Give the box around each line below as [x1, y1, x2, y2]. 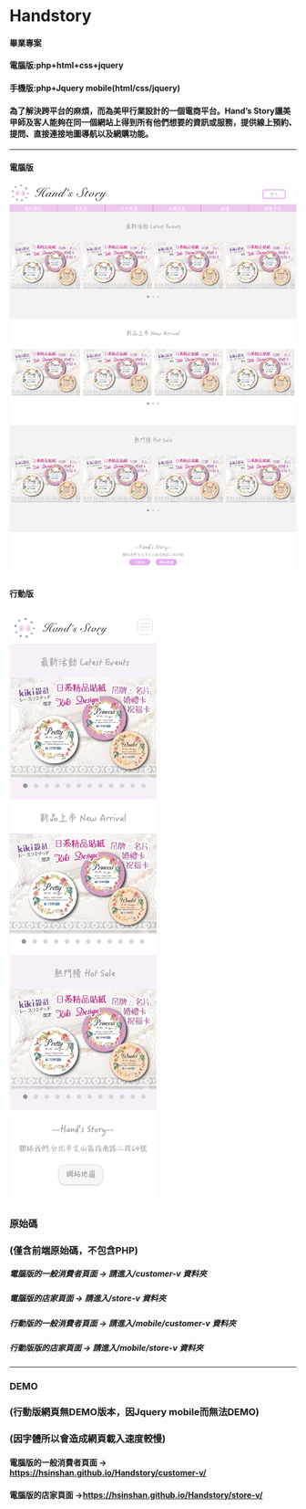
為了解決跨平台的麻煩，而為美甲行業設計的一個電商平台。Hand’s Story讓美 [9, 105, 291, 116]
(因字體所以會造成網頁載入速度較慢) [9, 1432, 167, 1445]
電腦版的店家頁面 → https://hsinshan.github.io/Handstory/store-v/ [9, 1489, 263, 1500]
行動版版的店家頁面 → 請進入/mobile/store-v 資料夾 [9, 1343, 204, 1354]
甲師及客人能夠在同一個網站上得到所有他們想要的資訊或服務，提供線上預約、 [9, 116, 297, 128]
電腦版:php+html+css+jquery [9, 60, 124, 71]
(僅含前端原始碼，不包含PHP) [9, 1243, 138, 1256]
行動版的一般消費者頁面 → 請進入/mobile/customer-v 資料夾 [9, 1317, 237, 1328]
